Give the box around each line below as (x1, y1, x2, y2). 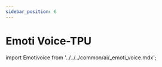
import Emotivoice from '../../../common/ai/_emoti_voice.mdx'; (5, 54, 157, 61)
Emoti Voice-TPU (5, 34, 92, 47)
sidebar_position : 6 (5, 8, 57, 15)
